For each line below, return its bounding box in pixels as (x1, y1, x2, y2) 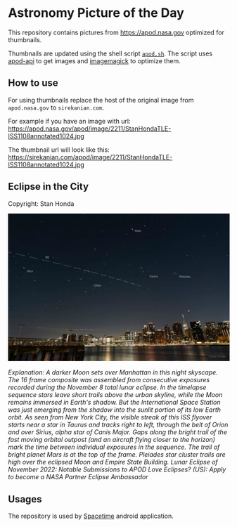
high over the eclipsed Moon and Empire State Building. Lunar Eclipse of (8, 458, 219, 467)
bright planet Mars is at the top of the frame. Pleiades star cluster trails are (8, 450, 226, 459)
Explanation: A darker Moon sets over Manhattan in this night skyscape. (8, 368, 219, 377)
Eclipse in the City (8, 181, 89, 193)
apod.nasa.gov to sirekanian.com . (8, 103, 105, 112)
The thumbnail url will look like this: (8, 145, 110, 154)
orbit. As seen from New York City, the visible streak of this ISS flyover (8, 413, 212, 422)
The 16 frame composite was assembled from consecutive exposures (8, 376, 210, 384)
